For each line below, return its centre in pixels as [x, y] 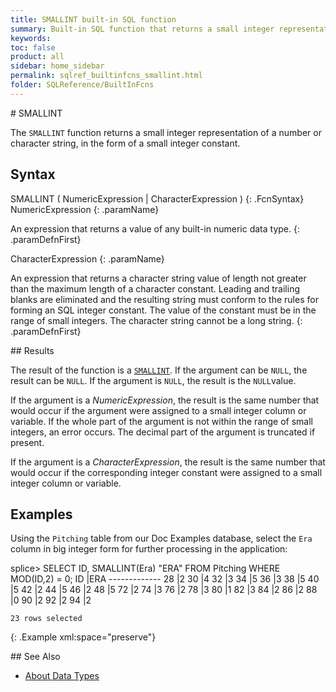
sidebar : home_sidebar [57, 66]
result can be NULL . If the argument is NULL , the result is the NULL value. [153, 380]
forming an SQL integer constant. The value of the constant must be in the [163, 310]
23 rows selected [46, 619]
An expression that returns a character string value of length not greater [158, 278]
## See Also [35, 657]
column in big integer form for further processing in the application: [149, 549]
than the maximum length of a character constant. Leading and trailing [155, 288]
